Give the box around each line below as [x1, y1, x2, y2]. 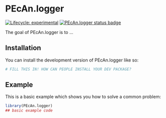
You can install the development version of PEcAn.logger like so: [5, 57, 139, 63]
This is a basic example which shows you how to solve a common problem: [5, 93, 161, 100]
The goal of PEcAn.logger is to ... [5, 29, 74, 35]
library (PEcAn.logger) [5, 103, 53, 108]
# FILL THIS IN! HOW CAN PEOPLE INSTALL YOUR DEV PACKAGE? [5, 66, 132, 71]
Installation [5, 43, 41, 52]
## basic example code [5, 108, 53, 113]
